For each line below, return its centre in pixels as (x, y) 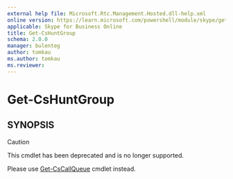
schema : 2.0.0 (28, 40)
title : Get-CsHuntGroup (42, 33)
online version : (31, 20)
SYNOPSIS (31, 125)
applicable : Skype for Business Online (65, 26)
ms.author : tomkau (34, 59)
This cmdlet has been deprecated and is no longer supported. (96, 155)
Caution (18, 142)
